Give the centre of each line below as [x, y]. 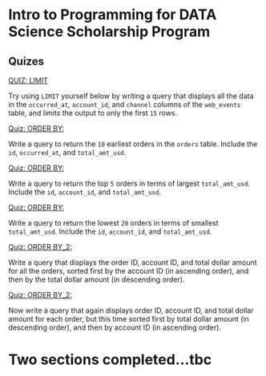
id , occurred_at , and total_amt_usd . [67, 152]
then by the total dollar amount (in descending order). [97, 279]
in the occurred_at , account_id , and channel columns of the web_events [125, 104]
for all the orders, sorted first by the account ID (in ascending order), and [129, 271]
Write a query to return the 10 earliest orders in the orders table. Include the [133, 144]
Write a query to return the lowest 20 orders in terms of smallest [113, 223]
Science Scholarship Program [109, 32]
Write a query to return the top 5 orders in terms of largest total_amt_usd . [129, 183]
